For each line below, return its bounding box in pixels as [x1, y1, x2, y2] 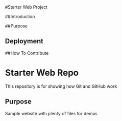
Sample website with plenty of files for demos [5, 110, 98, 116]
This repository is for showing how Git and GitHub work [5, 83, 117, 89]
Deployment [5, 37, 44, 45]
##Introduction [5, 14, 35, 19]
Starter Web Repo [5, 67, 79, 78]
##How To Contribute [5, 50, 49, 56]
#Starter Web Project [5, 4, 48, 10]
